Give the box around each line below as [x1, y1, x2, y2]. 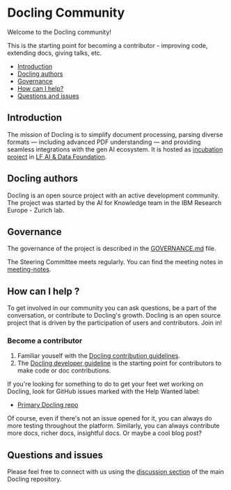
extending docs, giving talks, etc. [7, 49, 102, 57]
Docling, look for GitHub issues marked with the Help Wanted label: [7, 387, 200, 395]
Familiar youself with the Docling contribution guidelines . [17, 352, 181, 360]
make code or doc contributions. [17, 366, 111, 375]
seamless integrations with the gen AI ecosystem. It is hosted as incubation [7, 145, 223, 154]
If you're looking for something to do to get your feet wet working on [7, 380, 204, 389]
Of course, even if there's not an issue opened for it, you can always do [7, 414, 212, 423]
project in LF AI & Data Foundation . [7, 152, 107, 161]
